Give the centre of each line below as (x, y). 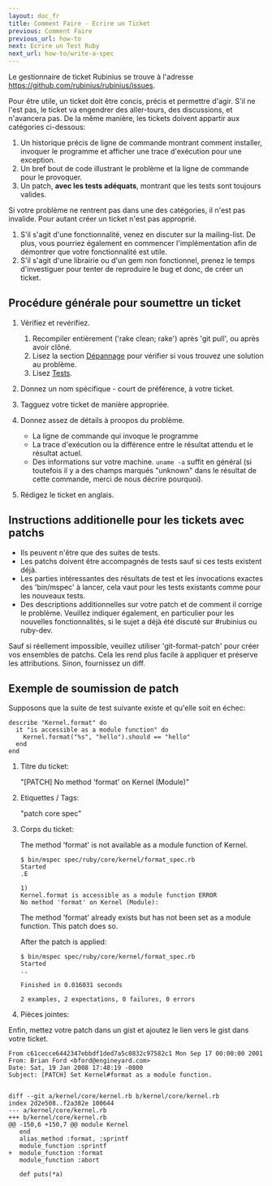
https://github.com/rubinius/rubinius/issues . (82, 85)
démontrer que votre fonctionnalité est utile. (94, 252)
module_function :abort (59, 1160)
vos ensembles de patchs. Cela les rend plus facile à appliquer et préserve (133, 654)
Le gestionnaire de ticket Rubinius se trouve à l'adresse (101, 77)
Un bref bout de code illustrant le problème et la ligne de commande (134, 168)
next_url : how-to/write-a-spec (61, 54)
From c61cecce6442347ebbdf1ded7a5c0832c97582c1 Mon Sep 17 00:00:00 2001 (136, 1054)
